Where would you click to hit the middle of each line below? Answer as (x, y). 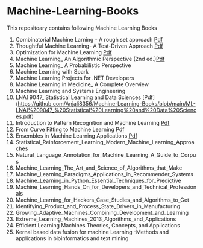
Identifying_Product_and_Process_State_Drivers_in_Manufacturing (98, 206)
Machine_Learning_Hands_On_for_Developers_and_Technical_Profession (106, 187)
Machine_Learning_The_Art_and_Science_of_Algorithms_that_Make (99, 168)
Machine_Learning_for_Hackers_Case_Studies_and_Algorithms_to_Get (102, 200)
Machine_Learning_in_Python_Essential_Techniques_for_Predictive (98, 180)
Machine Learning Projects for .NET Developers (75, 78)
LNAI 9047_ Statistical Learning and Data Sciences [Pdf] (85, 97)
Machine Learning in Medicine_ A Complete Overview (82, 84)
